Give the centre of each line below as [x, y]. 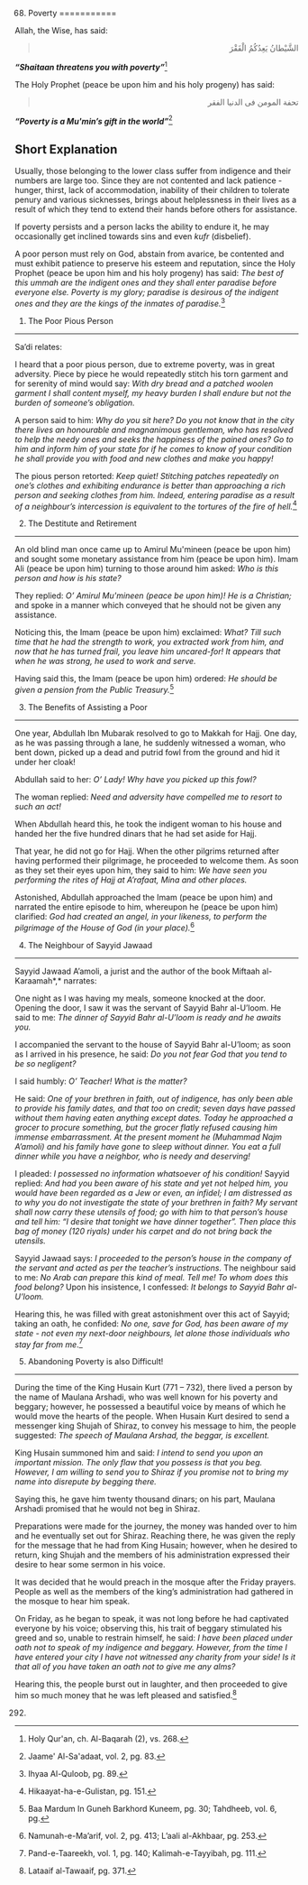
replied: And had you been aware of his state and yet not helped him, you [151, 1183]
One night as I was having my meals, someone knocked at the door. [140, 998]
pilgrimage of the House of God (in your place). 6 [105, 927]
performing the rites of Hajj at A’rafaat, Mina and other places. [131, 880]
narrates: [80, 980]
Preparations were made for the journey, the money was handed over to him [156, 1526]
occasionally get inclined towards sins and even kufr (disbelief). [133, 236]
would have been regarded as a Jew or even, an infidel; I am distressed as [154, 1192]
